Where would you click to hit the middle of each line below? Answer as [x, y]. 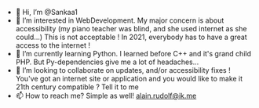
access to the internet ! [53, 45]
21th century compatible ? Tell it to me [77, 87]
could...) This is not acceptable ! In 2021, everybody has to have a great [131, 37]
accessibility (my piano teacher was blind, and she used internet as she [131, 29]
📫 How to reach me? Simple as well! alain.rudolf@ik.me [106, 95]
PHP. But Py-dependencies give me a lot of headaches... [107, 62]
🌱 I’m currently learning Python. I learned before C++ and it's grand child [133, 54]
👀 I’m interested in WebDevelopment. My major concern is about [120, 20]
